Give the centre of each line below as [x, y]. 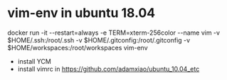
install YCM [34, 61]
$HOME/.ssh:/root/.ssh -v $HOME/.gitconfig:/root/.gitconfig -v [99, 40]
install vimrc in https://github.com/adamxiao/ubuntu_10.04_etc [109, 69]
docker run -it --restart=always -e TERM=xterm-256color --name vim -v [114, 33]
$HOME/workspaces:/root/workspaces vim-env [78, 47]
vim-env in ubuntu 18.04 [81, 13]
